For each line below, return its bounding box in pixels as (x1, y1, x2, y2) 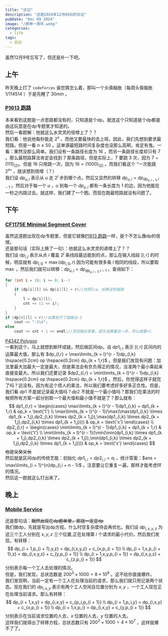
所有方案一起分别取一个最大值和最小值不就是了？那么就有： (13, 395, 136, 401)
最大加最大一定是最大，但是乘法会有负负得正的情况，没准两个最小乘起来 (13, 363, 163, 369)
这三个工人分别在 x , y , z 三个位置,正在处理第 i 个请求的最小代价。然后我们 (5, 531, 155, 537)
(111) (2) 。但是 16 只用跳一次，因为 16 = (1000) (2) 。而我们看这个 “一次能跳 (5, 161, 156, 168)
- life (9, 31, 23, 36)
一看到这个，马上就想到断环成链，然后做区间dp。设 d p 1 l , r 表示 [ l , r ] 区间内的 (5, 344, 161, 351)
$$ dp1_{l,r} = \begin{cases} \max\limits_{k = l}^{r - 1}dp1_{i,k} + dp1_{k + (8, 403, 159, 409)
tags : (5, 36, 16, 41)
